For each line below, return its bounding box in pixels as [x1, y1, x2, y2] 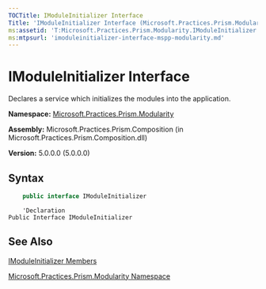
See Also [8, 235, 53, 249]
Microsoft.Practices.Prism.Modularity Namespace [8, 271, 171, 281]
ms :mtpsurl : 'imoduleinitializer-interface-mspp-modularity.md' [8, 33, 225, 42]
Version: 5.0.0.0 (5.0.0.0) [8, 148, 90, 158]
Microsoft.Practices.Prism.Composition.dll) [8, 133, 148, 143]
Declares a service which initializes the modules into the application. [8, 94, 231, 104]
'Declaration [22, 207, 66, 215]
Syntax [8, 171, 44, 184]
